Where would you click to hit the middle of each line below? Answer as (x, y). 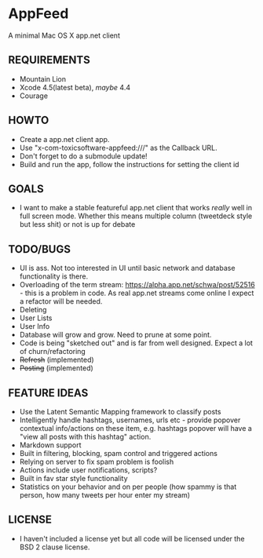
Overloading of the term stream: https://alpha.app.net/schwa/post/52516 (137, 285)
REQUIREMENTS (49, 60)
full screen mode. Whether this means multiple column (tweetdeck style (136, 216)
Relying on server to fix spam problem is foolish (97, 461)
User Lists (36, 318)
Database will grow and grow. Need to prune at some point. (115, 335)
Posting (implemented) (57, 368)
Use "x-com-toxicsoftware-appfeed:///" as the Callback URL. (118, 148)
